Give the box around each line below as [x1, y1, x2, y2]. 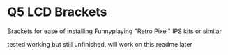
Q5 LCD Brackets [7, 4, 107, 20]
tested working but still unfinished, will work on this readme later [7, 40, 193, 48]
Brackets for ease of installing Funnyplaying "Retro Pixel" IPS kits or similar [7, 27, 222, 35]
